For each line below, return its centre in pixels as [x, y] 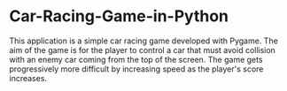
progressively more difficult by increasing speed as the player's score [136, 69]
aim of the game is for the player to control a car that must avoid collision [143, 49]
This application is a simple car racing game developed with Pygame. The [144, 41]
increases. [28, 78]
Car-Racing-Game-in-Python [119, 16]
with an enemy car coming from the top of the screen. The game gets [136, 59]
